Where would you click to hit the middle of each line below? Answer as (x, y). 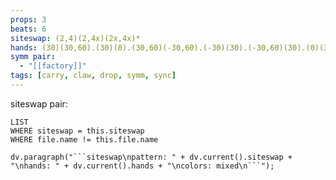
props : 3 (28, 19)
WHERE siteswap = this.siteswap (77, 131)
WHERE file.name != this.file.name (84, 139)
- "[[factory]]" (53, 66)
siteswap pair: (39, 103)
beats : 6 (28, 29)
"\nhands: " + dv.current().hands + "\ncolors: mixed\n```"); (142, 166)
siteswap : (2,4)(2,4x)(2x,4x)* (75, 38)
